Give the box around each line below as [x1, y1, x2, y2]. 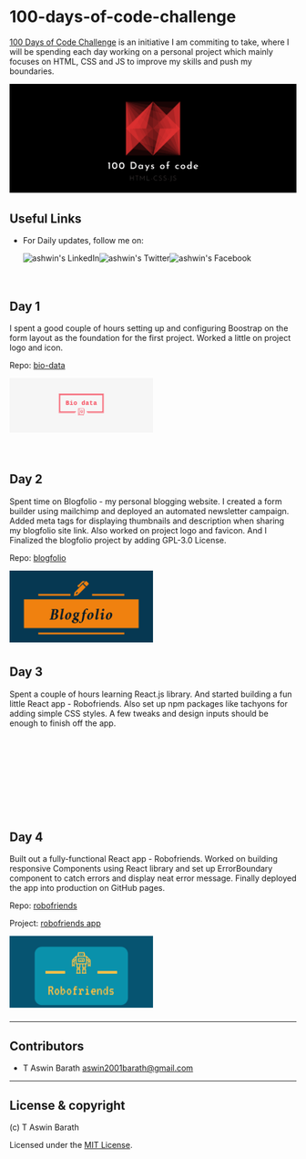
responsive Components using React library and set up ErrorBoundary [9, 864, 273, 874]
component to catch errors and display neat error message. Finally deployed [9, 873, 297, 884]
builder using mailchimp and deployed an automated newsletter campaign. [9, 505, 290, 516]
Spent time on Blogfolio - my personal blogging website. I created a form [9, 495, 282, 507]
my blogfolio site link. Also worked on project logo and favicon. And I [9, 524, 267, 535]
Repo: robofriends [9, 900, 77, 911]
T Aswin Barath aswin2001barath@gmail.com [22, 1062, 194, 1073]
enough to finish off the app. [9, 718, 117, 729]
